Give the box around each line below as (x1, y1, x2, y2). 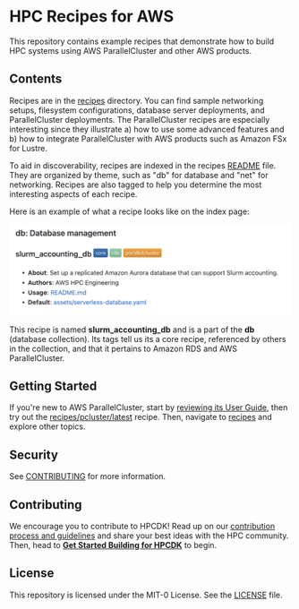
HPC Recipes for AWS (9, 6, 175, 27)
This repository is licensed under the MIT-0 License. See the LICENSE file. (9, 589, 284, 600)
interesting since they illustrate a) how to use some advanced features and (9, 124, 285, 134)
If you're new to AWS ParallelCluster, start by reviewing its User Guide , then (9, 402, 288, 413)
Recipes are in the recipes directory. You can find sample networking (9, 95, 264, 106)
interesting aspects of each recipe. (9, 188, 138, 199)
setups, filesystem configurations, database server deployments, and (9, 105, 266, 116)
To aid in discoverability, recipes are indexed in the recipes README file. (9, 159, 277, 171)
